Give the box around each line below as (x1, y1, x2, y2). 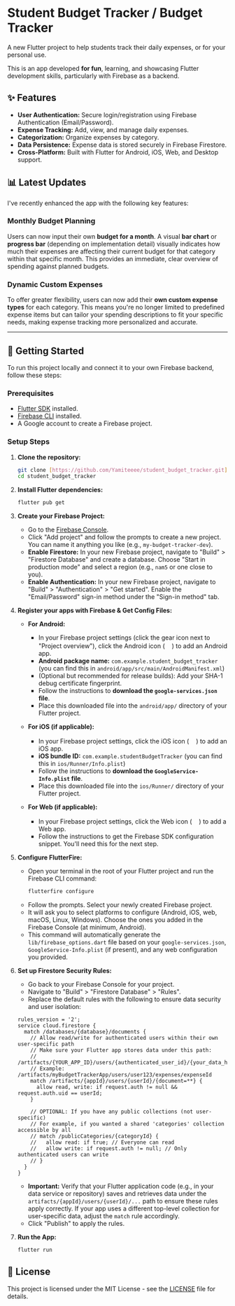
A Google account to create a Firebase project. (17, 419, 152, 428)
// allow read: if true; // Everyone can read (30, 1139, 175, 1146)
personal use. (7, 51, 47, 59)
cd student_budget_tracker (17, 473, 97, 480)
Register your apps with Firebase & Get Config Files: (17, 606, 173, 615)
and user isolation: (27, 1003, 82, 1011)
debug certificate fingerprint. (38, 679, 122, 687)
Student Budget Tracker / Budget (7, 5, 203, 21)
